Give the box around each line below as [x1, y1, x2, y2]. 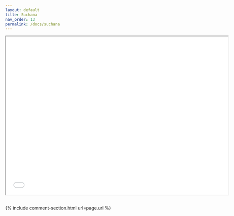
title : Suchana [5, 12, 38, 17]
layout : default [5, 7, 40, 13]
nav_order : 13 [5, 17, 36, 22]
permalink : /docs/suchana [5, 21, 60, 27]
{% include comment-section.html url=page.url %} [5, 205, 112, 211]
